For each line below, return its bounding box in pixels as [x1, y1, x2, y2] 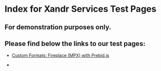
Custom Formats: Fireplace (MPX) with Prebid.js [11, 52, 109, 58]
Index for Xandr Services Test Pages [4, 3, 157, 15]
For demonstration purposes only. [4, 23, 112, 31]
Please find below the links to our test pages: [4, 39, 146, 47]
